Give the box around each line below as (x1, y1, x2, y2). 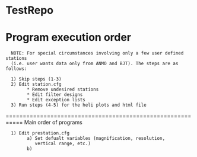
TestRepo (5, 4, 54, 17)
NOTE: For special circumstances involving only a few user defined (11, 50, 184, 56)
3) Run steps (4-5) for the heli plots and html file (11, 102, 147, 108)
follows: (5, 66, 27, 72)
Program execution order (5, 31, 132, 44)
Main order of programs (24, 119, 82, 126)
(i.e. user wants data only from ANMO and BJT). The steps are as (11, 60, 179, 67)
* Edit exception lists (27, 97, 85, 103)
